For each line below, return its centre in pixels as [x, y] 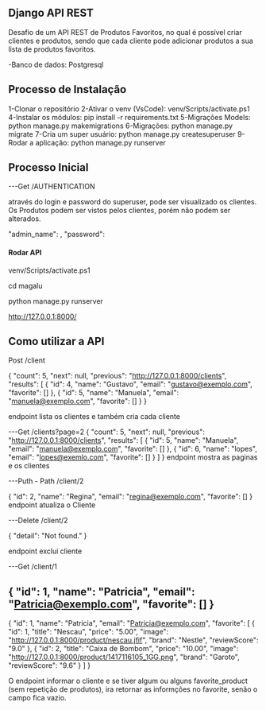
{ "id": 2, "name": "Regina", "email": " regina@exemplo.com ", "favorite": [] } [130, 497]
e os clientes [29, 466]
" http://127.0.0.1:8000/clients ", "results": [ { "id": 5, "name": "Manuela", [123, 440]
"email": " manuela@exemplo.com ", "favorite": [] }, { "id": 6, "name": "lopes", [133, 449]
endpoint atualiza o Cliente [52, 505]
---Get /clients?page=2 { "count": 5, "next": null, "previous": [106, 432]
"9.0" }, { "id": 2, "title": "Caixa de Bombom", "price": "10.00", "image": [123, 649]
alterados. [25, 219]
